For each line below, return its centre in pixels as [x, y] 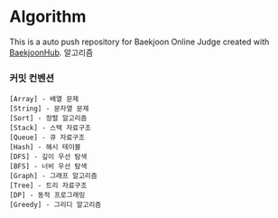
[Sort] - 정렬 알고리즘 [48, 118]
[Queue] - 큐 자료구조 [47, 137]
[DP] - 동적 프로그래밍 [47, 195]
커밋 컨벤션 [32, 78]
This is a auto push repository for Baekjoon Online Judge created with [139, 42]
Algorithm [48, 17]
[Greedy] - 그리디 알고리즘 [56, 205]
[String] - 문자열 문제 [49, 109]
